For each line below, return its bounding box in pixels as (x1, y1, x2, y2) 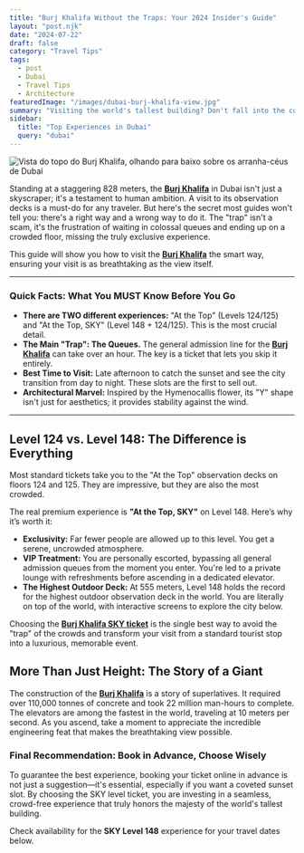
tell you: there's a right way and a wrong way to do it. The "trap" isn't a (9, 212, 273, 223)
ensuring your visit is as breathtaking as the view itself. (9, 258, 214, 269)
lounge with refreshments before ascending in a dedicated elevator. (22, 571, 276, 582)
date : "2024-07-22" (9, 30, 83, 39)
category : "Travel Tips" (9, 47, 103, 56)
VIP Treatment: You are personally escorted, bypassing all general (22, 552, 271, 563)
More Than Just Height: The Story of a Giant (9, 664, 263, 679)
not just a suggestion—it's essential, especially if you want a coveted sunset (9, 780, 294, 791)
